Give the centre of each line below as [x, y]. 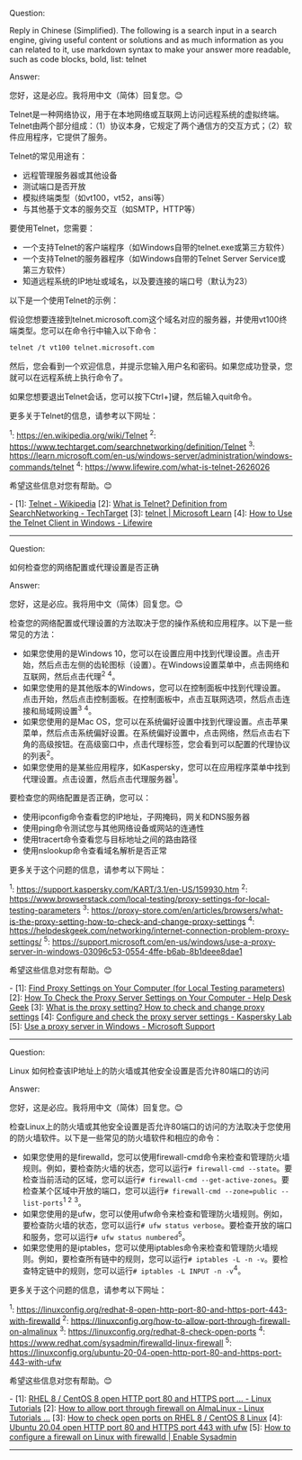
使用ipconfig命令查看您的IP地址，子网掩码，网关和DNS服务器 [136, 817]
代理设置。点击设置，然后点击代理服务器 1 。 [102, 778]
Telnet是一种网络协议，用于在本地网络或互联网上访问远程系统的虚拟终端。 [147, 114]
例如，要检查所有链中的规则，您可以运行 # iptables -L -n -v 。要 [159, 1259]
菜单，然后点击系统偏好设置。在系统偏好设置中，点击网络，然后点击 [148, 733]
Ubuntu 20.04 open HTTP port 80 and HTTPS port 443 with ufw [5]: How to [150, 1427]
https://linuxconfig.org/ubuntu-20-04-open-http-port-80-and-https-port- [146, 1352]
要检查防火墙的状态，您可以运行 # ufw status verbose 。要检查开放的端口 [157, 1225]
